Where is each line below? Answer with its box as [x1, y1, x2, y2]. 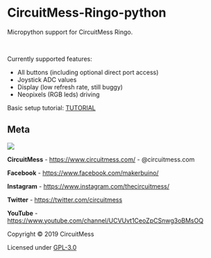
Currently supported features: [7, 54, 92, 63]
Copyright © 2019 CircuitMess [7, 230, 94, 238]
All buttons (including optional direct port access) [17, 68, 159, 76]
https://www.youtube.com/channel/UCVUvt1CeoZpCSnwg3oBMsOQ [7, 216, 203, 225]
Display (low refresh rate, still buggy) [17, 83, 124, 91]
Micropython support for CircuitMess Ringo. [7, 28, 133, 36]
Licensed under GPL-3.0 [7, 243, 77, 251]
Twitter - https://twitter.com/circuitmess [7, 196, 123, 204]
